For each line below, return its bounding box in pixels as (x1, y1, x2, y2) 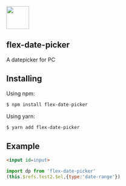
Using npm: (6, 89, 35, 97)
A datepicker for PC (6, 56, 56, 63)
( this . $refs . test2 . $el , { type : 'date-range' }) (6, 173, 121, 180)
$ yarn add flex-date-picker (6, 124, 80, 130)
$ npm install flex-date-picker (6, 102, 88, 108)
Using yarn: (6, 112, 35, 120)
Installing (6, 74, 42, 84)
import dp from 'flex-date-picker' (6, 168, 96, 174)
